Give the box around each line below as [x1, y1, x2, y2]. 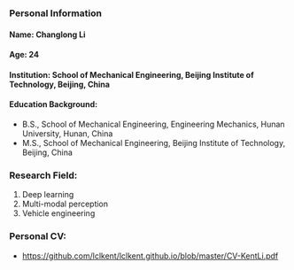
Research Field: [9, 169, 78, 181]
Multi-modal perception [21, 198, 109, 210]
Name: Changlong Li [9, 29, 86, 40]
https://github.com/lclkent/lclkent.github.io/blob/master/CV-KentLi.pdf [21, 251, 279, 261]
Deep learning [21, 189, 74, 200]
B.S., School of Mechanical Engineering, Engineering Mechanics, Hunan [21, 119, 285, 129]
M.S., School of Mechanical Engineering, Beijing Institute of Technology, [21, 137, 286, 148]
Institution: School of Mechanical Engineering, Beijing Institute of [9, 69, 254, 80]
